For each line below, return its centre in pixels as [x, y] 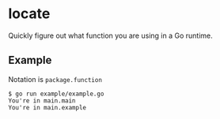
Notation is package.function [55, 79]
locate [29, 14]
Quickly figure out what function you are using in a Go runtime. [110, 35]
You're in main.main [42, 100]
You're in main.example [47, 107]
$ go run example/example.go [56, 94]
